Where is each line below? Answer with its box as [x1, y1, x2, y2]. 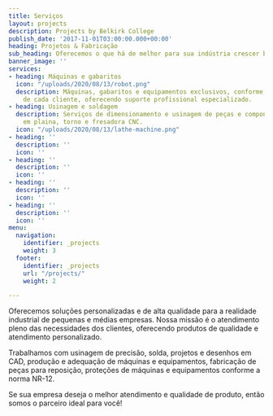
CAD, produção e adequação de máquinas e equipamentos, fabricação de [8, 357, 257, 366]
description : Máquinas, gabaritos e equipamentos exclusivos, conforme [15, 87, 264, 96]
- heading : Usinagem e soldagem [8, 103, 118, 111]
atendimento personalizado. [8, 332, 102, 342]
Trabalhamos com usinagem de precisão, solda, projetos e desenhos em [8, 348, 252, 358]
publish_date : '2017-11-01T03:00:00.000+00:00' [8, 34, 173, 43]
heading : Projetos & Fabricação [8, 42, 118, 50]
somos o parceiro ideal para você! [8, 398, 123, 408]
